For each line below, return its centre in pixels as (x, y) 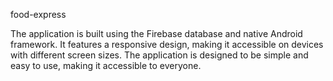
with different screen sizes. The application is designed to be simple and (159, 55)
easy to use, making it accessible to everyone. (106, 65)
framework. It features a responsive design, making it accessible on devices (167, 44)
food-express (38, 14)
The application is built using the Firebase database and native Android (156, 33)
